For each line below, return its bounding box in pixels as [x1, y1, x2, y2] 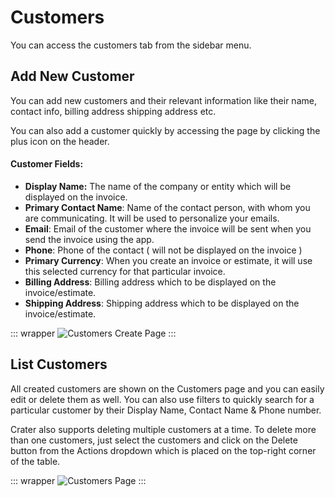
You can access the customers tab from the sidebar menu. [10, 39, 252, 51]
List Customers [10, 356, 108, 373]
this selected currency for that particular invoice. [24, 265, 226, 277]
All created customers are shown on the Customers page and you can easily [10, 382, 325, 395]
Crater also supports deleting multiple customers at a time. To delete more [10, 423, 317, 435]
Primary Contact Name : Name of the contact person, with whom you [24, 201, 311, 213]
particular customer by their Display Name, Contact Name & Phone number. [10, 404, 322, 416]
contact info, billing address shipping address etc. [10, 105, 217, 117]
